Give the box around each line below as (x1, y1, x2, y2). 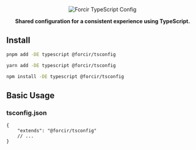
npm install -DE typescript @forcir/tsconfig (6, 73, 124, 79)
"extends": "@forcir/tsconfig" (17, 128, 97, 134)
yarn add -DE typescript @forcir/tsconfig (6, 62, 116, 68)
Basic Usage (6, 90, 55, 101)
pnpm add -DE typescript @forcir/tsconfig (6, 51, 116, 57)
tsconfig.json (6, 109, 47, 117)
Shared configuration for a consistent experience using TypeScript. (15, 18, 191, 24)
